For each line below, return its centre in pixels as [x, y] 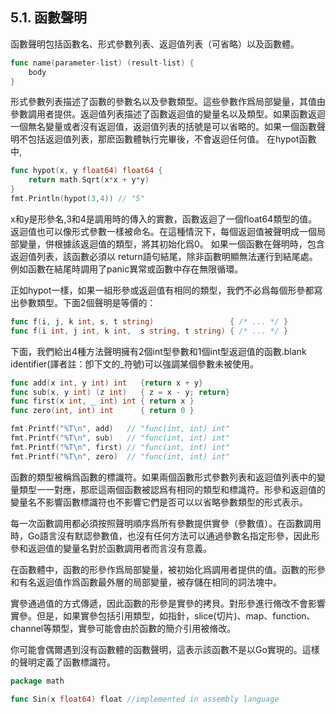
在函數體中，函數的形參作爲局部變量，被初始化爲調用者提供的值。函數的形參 [168, 569]
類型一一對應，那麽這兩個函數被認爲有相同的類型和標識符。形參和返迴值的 [172, 489]
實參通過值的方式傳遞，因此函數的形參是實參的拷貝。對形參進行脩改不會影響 [168, 603]
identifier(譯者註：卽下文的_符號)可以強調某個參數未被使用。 [134, 364]
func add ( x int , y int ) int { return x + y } [106, 383]
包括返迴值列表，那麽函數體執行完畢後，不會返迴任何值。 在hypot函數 [172, 139]
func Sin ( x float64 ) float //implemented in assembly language [145, 699]
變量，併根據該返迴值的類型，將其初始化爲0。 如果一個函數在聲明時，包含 [171, 244]
